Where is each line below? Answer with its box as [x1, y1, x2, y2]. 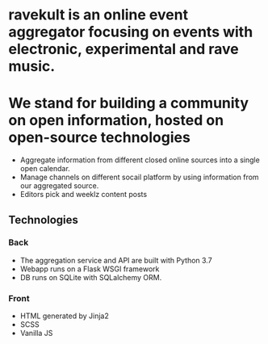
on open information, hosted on [8, 111, 224, 130]
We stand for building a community [8, 94, 249, 112]
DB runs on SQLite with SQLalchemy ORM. [19, 272, 162, 282]
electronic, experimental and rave [8, 40, 240, 58]
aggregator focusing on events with [8, 23, 253, 41]
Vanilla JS [19, 329, 53, 338]
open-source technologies [8, 128, 191, 147]
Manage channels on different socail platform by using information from [19, 172, 260, 182]
